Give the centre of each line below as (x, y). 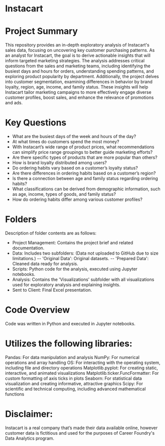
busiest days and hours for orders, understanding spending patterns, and (80, 71)
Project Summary (41, 31)
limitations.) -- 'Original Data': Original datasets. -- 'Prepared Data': (80, 258)
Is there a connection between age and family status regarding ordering (85, 178)
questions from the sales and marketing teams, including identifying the (78, 66)
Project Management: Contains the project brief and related (73, 243)
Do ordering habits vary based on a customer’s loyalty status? (75, 168)
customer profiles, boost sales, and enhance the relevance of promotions (80, 97)
